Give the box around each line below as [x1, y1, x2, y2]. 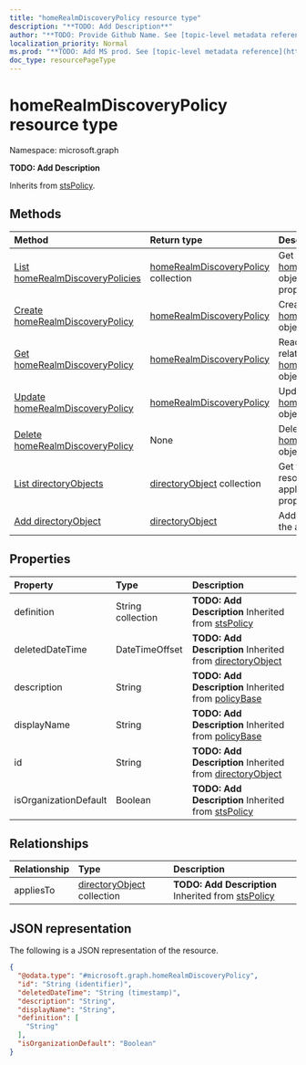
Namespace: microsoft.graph [9, 144, 119, 155]
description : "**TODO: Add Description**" [9, 22, 173, 31]
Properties [9, 551, 71, 567]
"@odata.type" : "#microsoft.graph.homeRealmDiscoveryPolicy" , [17, 971, 259, 981]
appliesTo [14, 884, 56, 897]
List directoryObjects [14, 476, 104, 489]
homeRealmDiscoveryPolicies [14, 271, 141, 284]
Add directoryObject [14, 515, 102, 527]
